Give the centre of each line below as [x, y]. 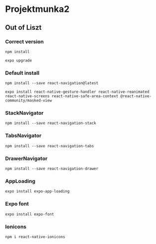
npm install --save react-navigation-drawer [52, 169]
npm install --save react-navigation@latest [52, 83]
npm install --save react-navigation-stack [51, 123]
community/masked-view [28, 101]
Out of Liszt [24, 28]
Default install [22, 73]
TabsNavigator [23, 136]
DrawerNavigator [26, 158]
